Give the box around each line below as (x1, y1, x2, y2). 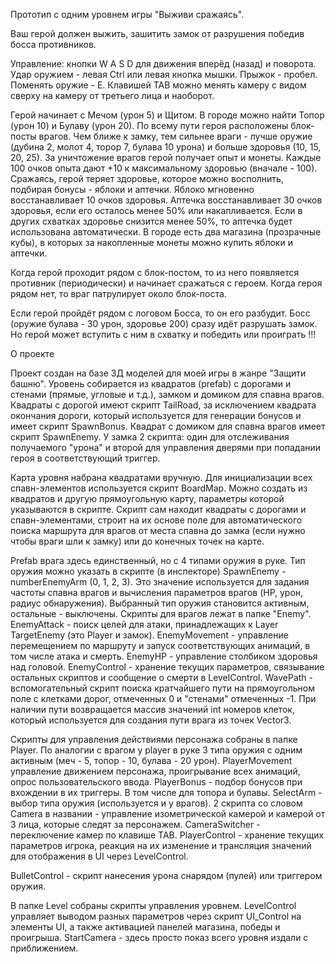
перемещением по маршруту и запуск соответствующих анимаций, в (10, 640, 311, 651)
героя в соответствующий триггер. (10, 452, 161, 464)
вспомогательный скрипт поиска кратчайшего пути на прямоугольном (10, 682, 315, 694)
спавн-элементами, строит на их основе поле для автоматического (10, 514, 303, 526)
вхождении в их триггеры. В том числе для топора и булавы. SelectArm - (10, 787, 323, 798)
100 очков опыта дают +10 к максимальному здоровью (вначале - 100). (10, 162, 318, 174)
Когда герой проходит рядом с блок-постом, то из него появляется (10, 267, 300, 278)
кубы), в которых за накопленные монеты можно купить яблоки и (10, 237, 293, 248)
